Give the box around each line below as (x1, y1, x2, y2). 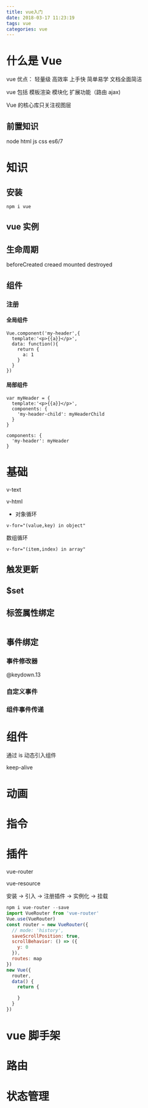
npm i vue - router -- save (6, 905, 69, 911)
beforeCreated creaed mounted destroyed (6, 261, 113, 269)
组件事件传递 (6, 705, 44, 714)
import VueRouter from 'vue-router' (6, 910, 99, 916)
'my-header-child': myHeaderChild (17, 411, 105, 417)
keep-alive (6, 764, 33, 771)
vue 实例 (6, 222, 40, 232)
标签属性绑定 (6, 608, 55, 618)
